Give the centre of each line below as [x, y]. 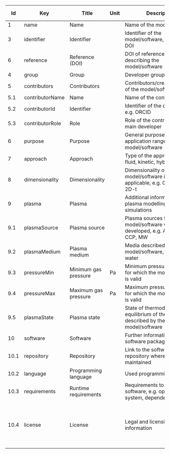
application [138, 141]
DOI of [133, 54]
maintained [138, 362]
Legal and [136, 422]
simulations [138, 210]
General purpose [145, 135]
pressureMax [40, 293]
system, [134, 398]
